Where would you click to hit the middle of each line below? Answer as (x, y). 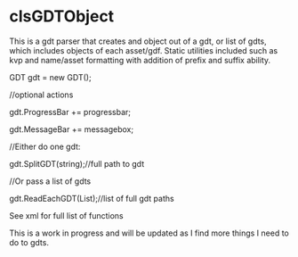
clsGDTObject (62, 17)
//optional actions (41, 95)
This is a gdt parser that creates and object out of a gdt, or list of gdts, (138, 41)
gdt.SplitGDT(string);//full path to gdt (77, 163)
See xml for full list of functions (66, 215)
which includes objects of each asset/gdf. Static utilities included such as (144, 50)
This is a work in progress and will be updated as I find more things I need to (149, 233)
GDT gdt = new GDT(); (50, 77)
